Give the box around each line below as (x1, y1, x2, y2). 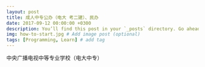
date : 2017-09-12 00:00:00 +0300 (6, 20, 92, 26)
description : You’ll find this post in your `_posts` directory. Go (6, 25, 184, 32)
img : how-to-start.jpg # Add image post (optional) (6, 31, 140, 37)
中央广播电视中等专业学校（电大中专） (6, 54, 103, 61)
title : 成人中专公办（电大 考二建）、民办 (6, 14, 99, 21)
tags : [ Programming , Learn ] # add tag (6, 37, 105, 43)
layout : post (6, 8, 40, 15)
